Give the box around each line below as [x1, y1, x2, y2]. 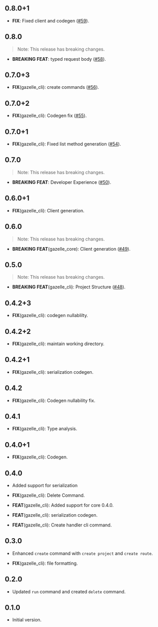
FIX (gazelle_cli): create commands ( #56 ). [12, 84, 99, 90]
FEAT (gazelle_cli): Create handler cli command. [12, 522, 112, 528]
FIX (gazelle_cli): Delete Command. [12, 492, 85, 498]
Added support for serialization [12, 483, 78, 488]
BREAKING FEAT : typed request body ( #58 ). [12, 56, 107, 62]
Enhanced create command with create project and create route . [12, 550, 153, 556]
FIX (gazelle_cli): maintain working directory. [12, 341, 105, 347]
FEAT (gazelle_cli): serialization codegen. [12, 512, 98, 518]
